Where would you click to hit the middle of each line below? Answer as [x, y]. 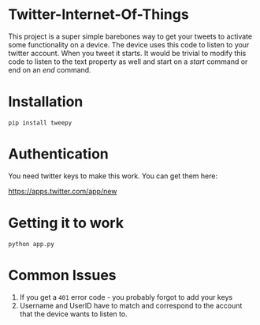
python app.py [32, 244]
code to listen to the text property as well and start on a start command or [128, 62]
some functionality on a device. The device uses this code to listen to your [129, 44]
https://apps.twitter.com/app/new [63, 191]
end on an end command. [50, 69]
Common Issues [62, 275]
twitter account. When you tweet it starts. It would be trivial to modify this [127, 53]
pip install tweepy [40, 123]
